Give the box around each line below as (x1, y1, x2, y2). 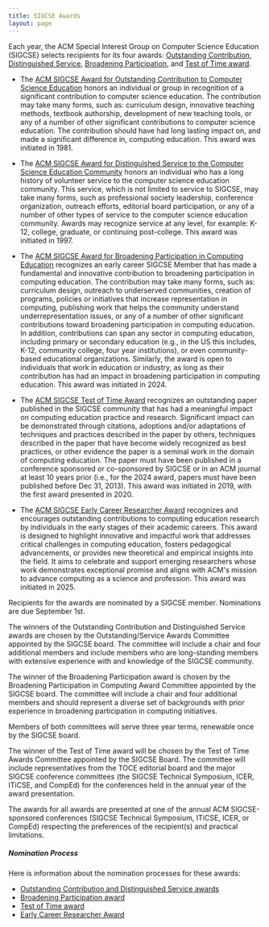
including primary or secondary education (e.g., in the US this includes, (19, 336, 257, 347)
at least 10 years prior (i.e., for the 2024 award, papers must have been (19, 472, 257, 482)
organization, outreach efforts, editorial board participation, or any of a (19, 201, 255, 210)
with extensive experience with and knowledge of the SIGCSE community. (8, 656, 255, 666)
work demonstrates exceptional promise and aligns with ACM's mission (19, 565, 258, 575)
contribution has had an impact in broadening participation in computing (19, 371, 260, 380)
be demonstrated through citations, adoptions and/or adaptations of (19, 421, 246, 430)
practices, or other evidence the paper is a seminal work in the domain (19, 447, 255, 456)
